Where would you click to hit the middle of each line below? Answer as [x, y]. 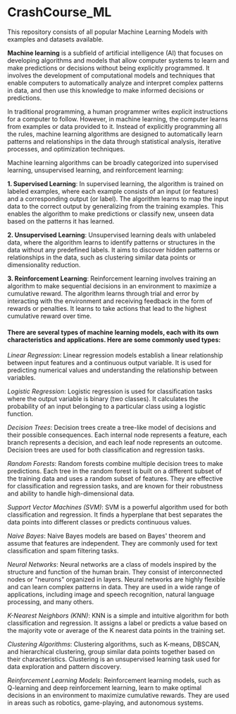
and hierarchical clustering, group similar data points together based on [111, 652]
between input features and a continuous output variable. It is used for [110, 363]
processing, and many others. [50, 602]
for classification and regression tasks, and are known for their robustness [115, 486]
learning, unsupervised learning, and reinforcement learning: [95, 170]
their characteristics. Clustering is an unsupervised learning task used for [114, 659]
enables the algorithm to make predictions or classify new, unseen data [111, 214]
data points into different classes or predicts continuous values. [99, 522]
